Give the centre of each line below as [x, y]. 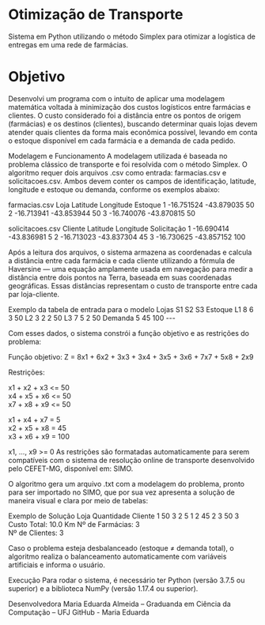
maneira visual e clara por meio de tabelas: [78, 500]
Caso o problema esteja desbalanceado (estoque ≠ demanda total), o [121, 548]
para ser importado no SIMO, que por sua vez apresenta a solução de [122, 492]
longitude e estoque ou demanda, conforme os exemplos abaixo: [114, 189]
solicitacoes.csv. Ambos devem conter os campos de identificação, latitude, [132, 181]
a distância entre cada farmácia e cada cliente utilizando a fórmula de [122, 260]
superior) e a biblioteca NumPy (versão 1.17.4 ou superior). [103, 588]
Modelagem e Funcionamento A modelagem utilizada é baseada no [118, 156]
